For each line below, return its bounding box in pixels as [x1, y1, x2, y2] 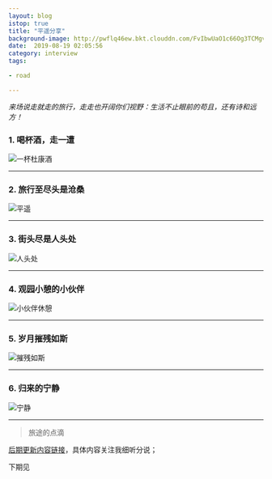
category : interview [8, 49, 79, 57]
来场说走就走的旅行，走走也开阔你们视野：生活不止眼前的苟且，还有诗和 [8, 102, 249, 112]
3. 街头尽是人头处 [8, 234, 77, 245]
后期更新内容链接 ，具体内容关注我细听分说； [8, 444, 158, 454]
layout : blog [8, 11, 53, 20]
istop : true [8, 19, 49, 28]
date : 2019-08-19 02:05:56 [8, 42, 104, 50]
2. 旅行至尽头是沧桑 [8, 184, 85, 195]
